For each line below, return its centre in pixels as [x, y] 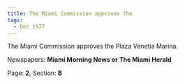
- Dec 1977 [29, 26]
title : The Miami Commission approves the [70, 14]
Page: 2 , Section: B [35, 73]
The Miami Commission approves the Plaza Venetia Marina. [92, 47]
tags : [15, 20]
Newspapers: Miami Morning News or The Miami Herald [90, 60]
